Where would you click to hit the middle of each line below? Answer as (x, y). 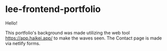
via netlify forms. (23, 43)
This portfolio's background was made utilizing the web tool (68, 32)
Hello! (11, 23)
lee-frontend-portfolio (53, 9)
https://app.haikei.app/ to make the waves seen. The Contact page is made (83, 38)
